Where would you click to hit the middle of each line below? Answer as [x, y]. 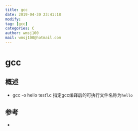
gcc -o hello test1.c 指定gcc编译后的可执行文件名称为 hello [72, 95]
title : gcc [16, 10]
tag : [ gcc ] [16, 24]
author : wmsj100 [22, 33]
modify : [13, 19]
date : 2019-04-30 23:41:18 [33, 14]
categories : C [20, 28]
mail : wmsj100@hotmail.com [33, 38]
